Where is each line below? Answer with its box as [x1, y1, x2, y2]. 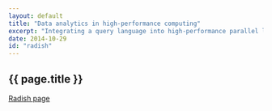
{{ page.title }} [8, 72, 83, 86]
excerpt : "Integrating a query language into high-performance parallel [8, 27, 259, 35]
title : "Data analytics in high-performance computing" [8, 19, 201, 28]
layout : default [8, 11, 63, 20]
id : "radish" [8, 42, 53, 50]
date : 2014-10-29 [8, 34, 67, 43]
